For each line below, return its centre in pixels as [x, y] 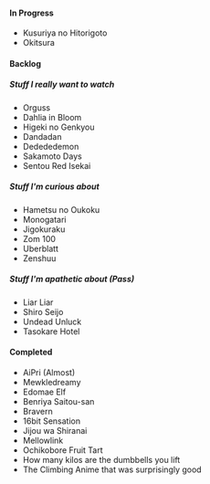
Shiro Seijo [43, 311]
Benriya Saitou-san [58, 401]
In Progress [32, 13]
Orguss [37, 107]
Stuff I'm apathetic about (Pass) [72, 279]
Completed [31, 352]
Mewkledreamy [52, 382]
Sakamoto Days [52, 156]
